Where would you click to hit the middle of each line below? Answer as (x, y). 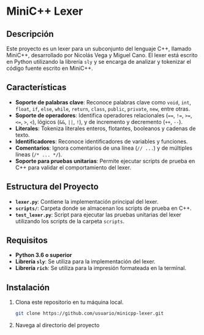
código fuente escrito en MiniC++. (50, 68)
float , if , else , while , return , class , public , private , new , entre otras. (103, 109)
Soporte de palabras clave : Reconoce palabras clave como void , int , (103, 102)
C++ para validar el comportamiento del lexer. (73, 167)
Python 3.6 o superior (43, 255)
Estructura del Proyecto (53, 187)
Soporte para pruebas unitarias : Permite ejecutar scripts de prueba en (105, 161)
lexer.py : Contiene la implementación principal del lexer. (87, 201)
